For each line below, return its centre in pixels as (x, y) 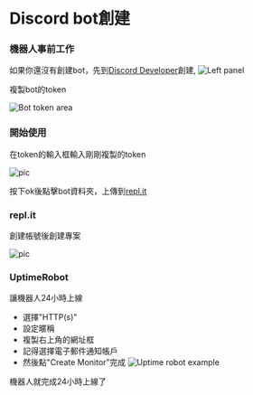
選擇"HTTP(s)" (50, 317)
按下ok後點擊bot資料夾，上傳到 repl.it (78, 191)
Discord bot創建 (70, 19)
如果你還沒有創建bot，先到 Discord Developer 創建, (103, 71)
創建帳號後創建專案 (45, 236)
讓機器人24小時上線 (46, 298)
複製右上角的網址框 (58, 340)
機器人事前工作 (42, 49)
